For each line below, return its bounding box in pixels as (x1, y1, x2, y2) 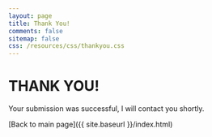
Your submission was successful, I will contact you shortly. (8, 104, 205, 113)
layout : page (8, 11, 53, 20)
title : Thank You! (8, 19, 70, 28)
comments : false (8, 27, 63, 35)
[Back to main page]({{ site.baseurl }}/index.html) (8, 119, 173, 130)
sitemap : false (8, 34, 60, 43)
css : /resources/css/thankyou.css (8, 42, 125, 50)
